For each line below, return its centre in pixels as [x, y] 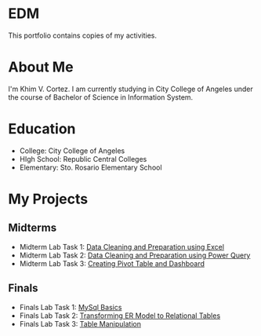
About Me [41, 67]
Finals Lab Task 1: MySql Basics [71, 307]
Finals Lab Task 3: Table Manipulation [80, 323]
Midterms [33, 228]
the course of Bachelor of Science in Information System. [101, 97]
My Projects [48, 199]
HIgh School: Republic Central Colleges [83, 159]
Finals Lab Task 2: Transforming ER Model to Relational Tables [120, 316]
